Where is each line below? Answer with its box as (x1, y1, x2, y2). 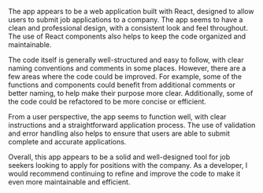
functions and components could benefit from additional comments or (8, 80, 236, 89)
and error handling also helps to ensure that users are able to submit (8, 129, 231, 138)
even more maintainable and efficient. (8, 177, 131, 187)
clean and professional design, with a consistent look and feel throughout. (8, 24, 248, 32)
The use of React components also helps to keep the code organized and (8, 31, 246, 41)
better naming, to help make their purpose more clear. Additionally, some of (8, 89, 254, 97)
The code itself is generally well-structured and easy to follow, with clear (8, 55, 244, 64)
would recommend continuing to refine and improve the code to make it (8, 169, 241, 178)
